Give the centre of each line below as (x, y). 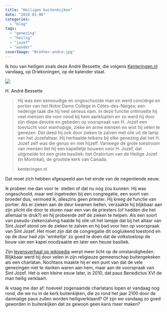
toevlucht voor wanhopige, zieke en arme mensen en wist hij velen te (89, 127)
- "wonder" (21, 47)
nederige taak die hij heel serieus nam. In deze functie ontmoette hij (87, 111)
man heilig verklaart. (26, 278)
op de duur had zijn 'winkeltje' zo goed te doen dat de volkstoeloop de (78, 236)
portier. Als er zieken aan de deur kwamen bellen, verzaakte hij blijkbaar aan (84, 204)
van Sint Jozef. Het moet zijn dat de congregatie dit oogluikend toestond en (83, 231)
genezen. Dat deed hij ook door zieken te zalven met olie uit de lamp (88, 132)
